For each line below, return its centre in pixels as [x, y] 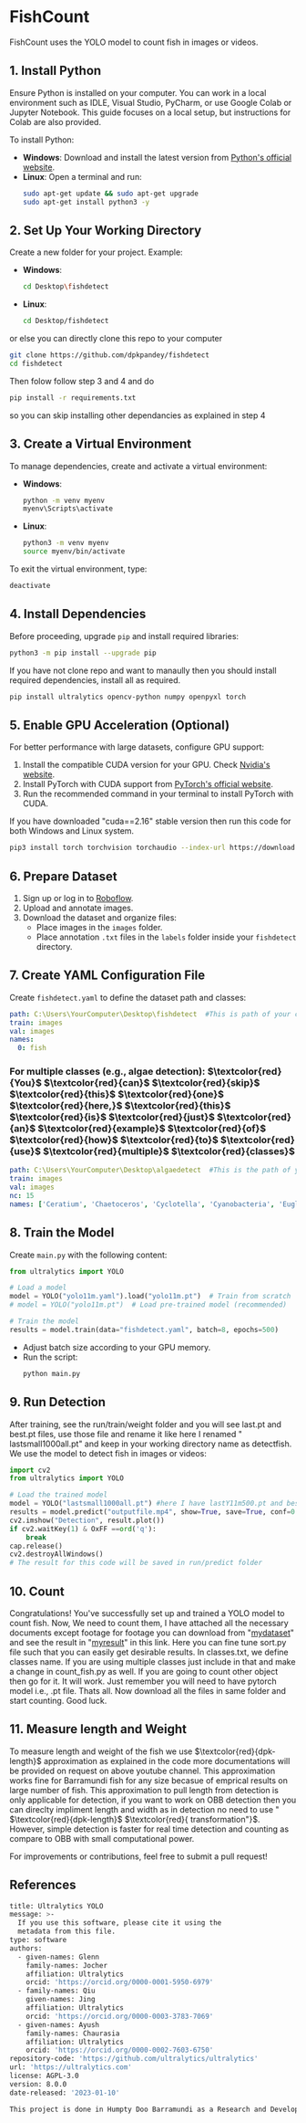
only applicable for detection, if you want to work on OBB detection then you [153, 1800]
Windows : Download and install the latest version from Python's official [157, 157]
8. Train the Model [62, 1233]
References [43, 1885]
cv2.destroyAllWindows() [56, 1554]
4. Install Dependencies [78, 614]
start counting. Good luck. [58, 1700]
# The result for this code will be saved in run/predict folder [136, 1563]
